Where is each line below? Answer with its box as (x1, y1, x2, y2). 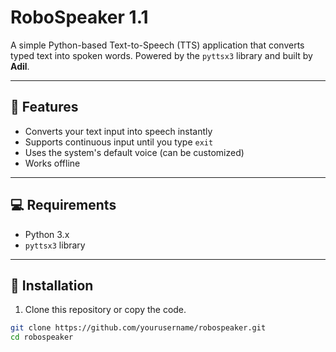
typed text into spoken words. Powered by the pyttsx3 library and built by (10, 49, 313, 61)
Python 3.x (24, 228, 70, 240)
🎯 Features (10, 99, 79, 116)
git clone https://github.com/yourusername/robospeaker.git (10, 323, 267, 333)
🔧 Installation (10, 277, 94, 294)
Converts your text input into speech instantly (24, 125, 213, 137)
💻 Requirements (10, 197, 117, 214)
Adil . (10, 60, 30, 72)
